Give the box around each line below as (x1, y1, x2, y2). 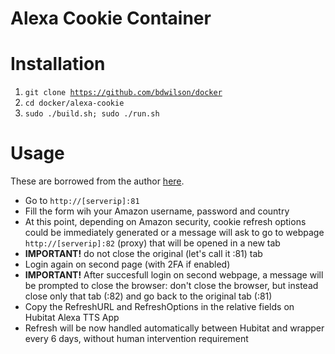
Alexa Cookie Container (10, 7, 212, 30)
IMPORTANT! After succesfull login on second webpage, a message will (24, 269, 324, 281)
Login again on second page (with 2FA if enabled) (24, 258, 231, 271)
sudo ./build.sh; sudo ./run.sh (24, 109, 160, 119)
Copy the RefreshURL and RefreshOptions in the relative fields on (24, 301, 295, 313)
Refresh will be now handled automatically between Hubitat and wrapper (24, 322, 325, 334)
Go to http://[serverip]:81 (24, 195, 140, 207)
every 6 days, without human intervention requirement (24, 333, 249, 345)
